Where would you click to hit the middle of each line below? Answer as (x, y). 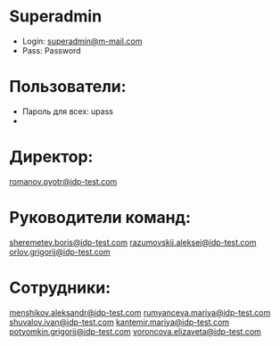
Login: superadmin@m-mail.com (82, 41)
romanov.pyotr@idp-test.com (63, 181)
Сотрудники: (60, 288)
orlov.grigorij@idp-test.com (60, 251)
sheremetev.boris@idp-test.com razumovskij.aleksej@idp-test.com (133, 242)
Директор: (51, 157)
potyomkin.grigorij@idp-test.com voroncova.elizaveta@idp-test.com (135, 331)
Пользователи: (68, 87)
